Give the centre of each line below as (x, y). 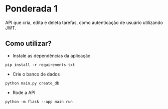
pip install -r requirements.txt (40, 65)
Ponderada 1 (31, 9)
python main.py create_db (32, 83)
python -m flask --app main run (39, 101)
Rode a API (24, 92)
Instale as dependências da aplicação (51, 55)
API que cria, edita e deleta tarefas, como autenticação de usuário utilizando (84, 22)
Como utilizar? (28, 44)
